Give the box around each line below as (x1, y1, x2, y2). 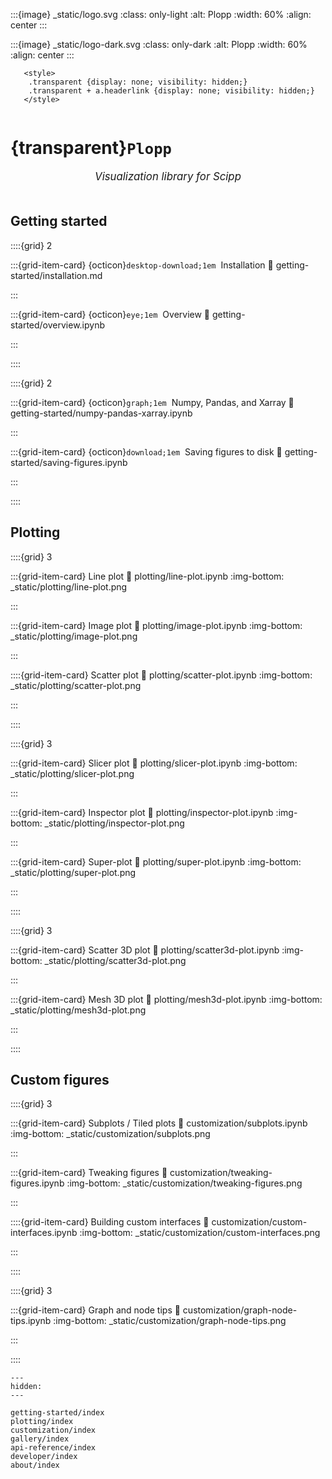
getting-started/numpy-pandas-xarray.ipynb (10, 407, 193, 419)
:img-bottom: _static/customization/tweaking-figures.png (66, 1177, 303, 1189)
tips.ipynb (10, 1315, 52, 1327)
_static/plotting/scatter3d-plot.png (44, 954, 187, 966)
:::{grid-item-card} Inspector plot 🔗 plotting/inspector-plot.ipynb (10, 806, 274, 818)
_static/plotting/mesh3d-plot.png (10, 1004, 147, 1016)
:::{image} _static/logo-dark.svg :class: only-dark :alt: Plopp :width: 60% (10, 39, 308, 50)
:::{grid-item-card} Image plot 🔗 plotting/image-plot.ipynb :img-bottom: (10, 619, 303, 631)
